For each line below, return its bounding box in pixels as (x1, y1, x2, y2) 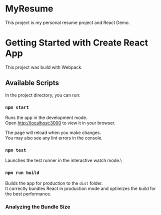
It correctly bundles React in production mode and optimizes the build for (5, 185, 156, 191)
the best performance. (5, 190, 51, 196)
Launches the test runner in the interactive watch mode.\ (5, 157, 122, 163)
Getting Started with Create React (5, 37, 148, 48)
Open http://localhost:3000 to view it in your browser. (5, 119, 116, 125)
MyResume (5, 3, 53, 14)
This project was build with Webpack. (5, 64, 82, 70)
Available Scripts (5, 78, 59, 87)
